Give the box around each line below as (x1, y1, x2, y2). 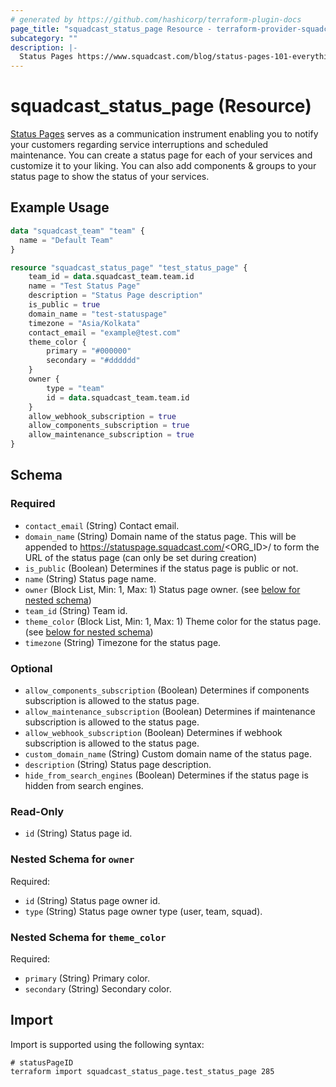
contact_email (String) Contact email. (24, 519, 180, 531)
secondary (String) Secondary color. (24, 982, 172, 995)
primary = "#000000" (46, 346, 132, 356)
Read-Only (10, 804, 65, 818)
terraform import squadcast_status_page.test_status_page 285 (10, 1066, 275, 1076)
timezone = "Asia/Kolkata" (28, 318, 141, 328)
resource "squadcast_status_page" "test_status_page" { (10, 262, 248, 273)
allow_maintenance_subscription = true (28, 430, 195, 440)
